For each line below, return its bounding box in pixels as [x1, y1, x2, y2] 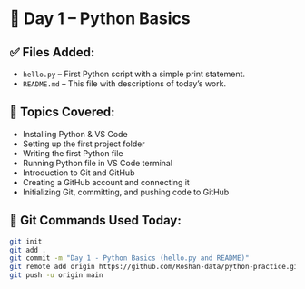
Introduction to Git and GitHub [22, 167, 135, 178]
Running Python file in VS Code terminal [22, 157, 173, 168]
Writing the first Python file [22, 147, 123, 158]
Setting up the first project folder [22, 138, 145, 149]
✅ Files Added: [9, 45, 95, 60]
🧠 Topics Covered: [9, 105, 115, 120]
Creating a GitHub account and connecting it [22, 176, 191, 187]
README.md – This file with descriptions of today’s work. [22, 78, 227, 89]
